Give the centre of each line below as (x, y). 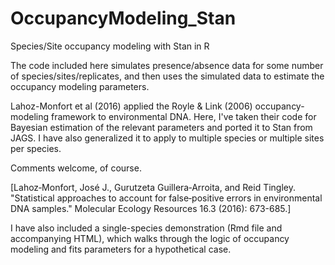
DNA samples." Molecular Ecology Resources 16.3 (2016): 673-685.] (151, 208)
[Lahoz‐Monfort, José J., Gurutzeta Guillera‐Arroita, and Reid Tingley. (153, 187)
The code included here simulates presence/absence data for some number (167, 65)
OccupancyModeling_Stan (123, 18)
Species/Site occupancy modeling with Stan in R (110, 46)
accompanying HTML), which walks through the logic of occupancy (150, 238)
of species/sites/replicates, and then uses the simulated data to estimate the (167, 76)
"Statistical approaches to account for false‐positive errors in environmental (166, 198)
